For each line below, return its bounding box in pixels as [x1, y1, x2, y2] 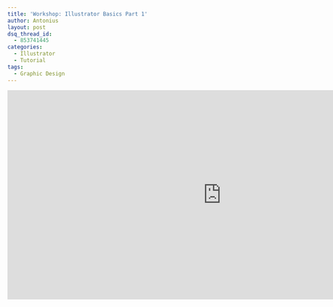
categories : [7, 43, 43, 51]
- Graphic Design [14, 70, 65, 77]
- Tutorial [14, 57, 46, 64]
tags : [7, 63, 23, 71]
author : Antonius [7, 17, 59, 24]
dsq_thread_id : [7, 30, 53, 38]
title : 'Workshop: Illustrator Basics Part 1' [7, 10, 148, 18]
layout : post [7, 24, 46, 31]
